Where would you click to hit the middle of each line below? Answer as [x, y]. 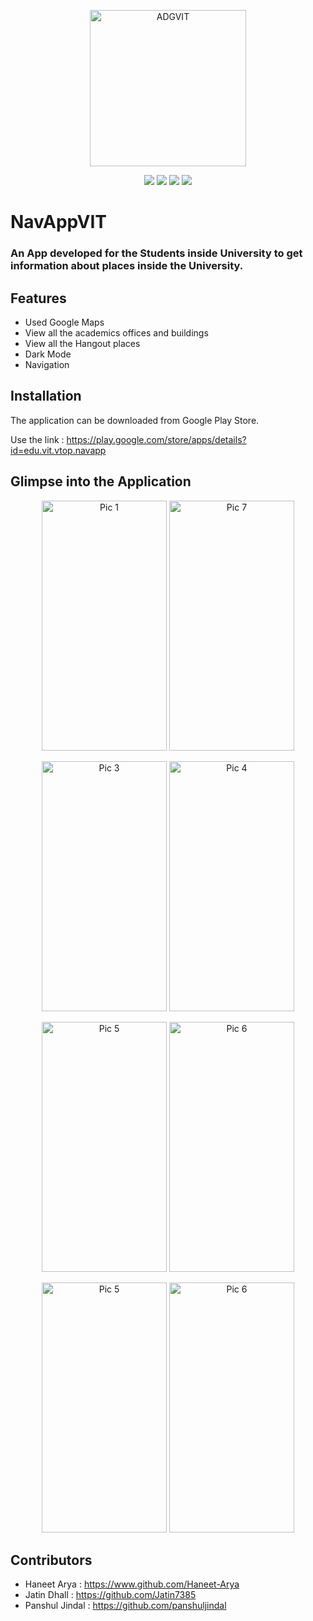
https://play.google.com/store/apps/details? [156, 439]
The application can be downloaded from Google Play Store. [135, 420]
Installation [46, 396]
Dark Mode [48, 354]
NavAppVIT [58, 222]
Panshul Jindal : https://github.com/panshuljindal [125, 1606]
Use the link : [37, 439]
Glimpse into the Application [101, 481]
